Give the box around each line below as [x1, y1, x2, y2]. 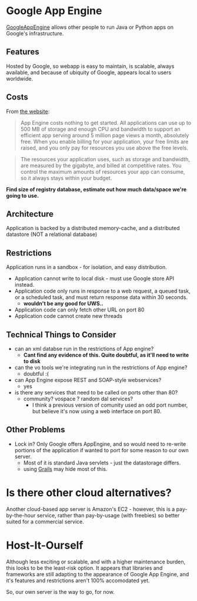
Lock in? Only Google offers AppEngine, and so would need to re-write [14, 440, 186, 447]
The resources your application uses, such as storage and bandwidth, [20, 155, 190, 162]
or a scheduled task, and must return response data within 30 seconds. [14, 294, 188, 301]
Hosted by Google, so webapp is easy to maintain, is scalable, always [6, 62, 175, 69]
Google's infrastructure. [6, 29, 64, 36]
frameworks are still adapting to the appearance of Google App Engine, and [6, 570, 189, 577]
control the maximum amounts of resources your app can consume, [20, 168, 185, 175]
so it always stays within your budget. [20, 174, 112, 181]
